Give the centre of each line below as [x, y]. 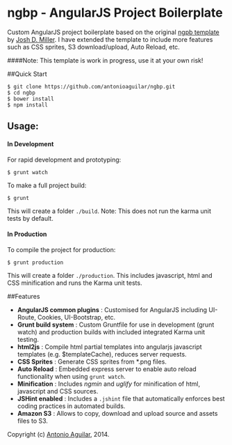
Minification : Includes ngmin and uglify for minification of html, [109, 384]
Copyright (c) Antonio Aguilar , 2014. [58, 434]
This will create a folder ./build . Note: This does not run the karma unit [109, 211]
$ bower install [31, 99]
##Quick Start [27, 74]
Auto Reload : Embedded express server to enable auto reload [107, 369]
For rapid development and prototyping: [64, 159]
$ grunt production [35, 263]
